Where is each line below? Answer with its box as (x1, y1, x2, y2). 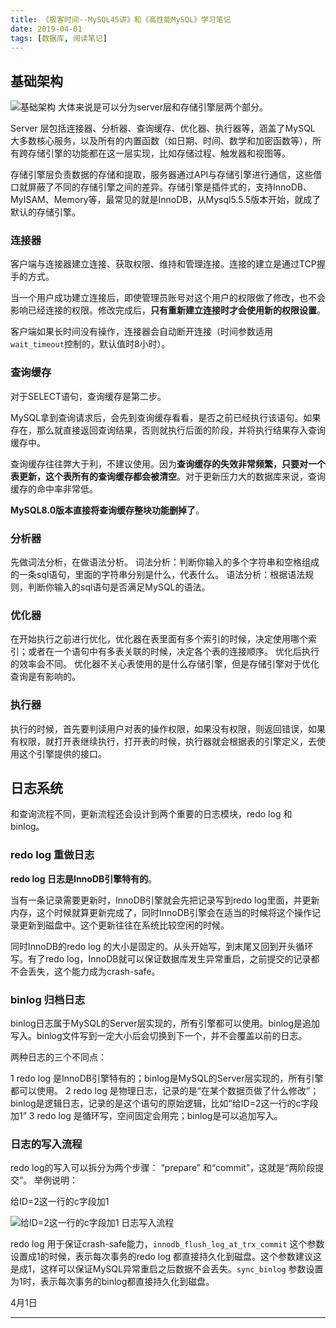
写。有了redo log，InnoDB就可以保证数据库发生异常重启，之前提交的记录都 (10, 952, 320, 965)
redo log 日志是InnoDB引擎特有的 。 (10, 872, 158, 885)
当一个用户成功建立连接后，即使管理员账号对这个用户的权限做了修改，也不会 (10, 292, 326, 304)
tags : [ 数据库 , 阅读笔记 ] (10, 33, 108, 43)
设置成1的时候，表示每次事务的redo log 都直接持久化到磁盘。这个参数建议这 (10, 1251, 323, 1263)
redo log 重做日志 (10, 848, 95, 862)
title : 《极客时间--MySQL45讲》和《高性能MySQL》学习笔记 (10, 14, 232, 25)
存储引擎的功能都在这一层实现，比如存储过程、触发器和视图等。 (27, 147, 291, 160)
